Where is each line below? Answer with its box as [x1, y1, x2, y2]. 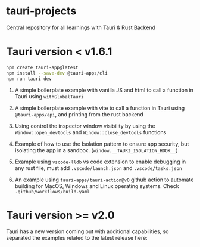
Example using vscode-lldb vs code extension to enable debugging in [14, 158, 186, 165]
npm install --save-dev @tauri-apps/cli [6, 70, 108, 76]
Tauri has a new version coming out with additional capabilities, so [6, 228, 169, 235]
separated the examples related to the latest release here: [6, 234, 148, 242]
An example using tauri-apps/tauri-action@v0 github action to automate [14, 176, 194, 183]
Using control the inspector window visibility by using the [14, 122, 156, 129]
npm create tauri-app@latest [6, 64, 79, 70]
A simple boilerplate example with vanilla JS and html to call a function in [14, 87, 193, 94]
